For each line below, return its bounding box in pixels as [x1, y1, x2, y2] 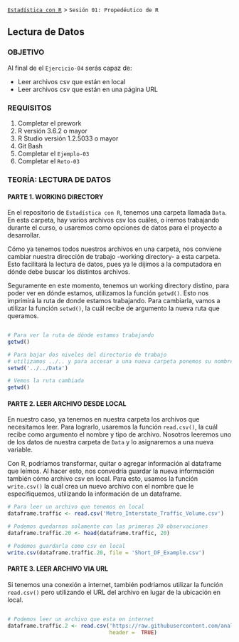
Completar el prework [17, 118, 82, 127]
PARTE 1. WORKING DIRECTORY [7, 192, 104, 201]
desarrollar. [7, 231, 41, 240]
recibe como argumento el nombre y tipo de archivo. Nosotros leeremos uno [7, 430, 232, 439]
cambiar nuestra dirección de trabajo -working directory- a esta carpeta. [7, 253, 221, 261]
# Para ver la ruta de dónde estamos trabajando [7, 332, 154, 339]
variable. [7, 445, 33, 454]
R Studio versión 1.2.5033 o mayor [17, 134, 119, 143]
